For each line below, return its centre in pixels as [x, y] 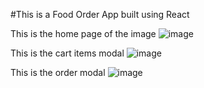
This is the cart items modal [67, 53]
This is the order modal [58, 72]
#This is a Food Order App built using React [100, 14]
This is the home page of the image [83, 33]
